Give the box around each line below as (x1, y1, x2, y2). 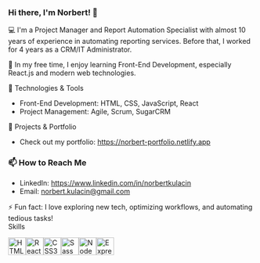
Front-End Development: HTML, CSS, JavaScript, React (19, 99, 199, 108)
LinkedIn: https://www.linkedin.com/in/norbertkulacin (19, 178, 192, 187)
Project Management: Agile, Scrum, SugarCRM (19, 107, 171, 117)
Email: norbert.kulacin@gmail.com (19, 186, 131, 196)
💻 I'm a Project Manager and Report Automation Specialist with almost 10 (8, 25, 246, 34)
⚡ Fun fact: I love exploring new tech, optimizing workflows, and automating (8, 202, 253, 211)
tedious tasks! (8, 213, 53, 222)
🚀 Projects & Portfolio (8, 122, 77, 131)
